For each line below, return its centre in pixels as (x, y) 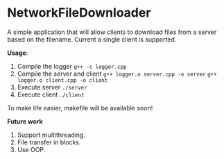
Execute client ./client (51, 94)
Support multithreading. (51, 135)
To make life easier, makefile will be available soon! (80, 108)
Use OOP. (31, 149)
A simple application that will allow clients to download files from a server (112, 32)
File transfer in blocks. (49, 142)
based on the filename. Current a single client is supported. (92, 39)
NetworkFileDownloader (79, 13)
